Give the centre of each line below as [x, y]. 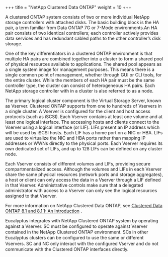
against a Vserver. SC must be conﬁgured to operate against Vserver [76, 226]
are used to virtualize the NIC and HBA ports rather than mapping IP [75, 138]
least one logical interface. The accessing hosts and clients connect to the [82, 122]
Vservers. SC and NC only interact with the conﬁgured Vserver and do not [82, 244]
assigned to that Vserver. [31, 196]
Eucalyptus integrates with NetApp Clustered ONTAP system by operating [82, 221]
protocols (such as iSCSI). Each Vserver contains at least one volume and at [84, 117]
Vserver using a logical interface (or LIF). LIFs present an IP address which [82, 127]
